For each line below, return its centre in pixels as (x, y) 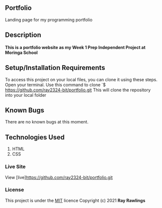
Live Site (15, 167)
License (15, 190)
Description (23, 35)
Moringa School (21, 52)
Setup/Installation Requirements (55, 68)
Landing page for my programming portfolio (49, 19)
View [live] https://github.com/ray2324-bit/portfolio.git (59, 177)
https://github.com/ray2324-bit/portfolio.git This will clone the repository (78, 90)
